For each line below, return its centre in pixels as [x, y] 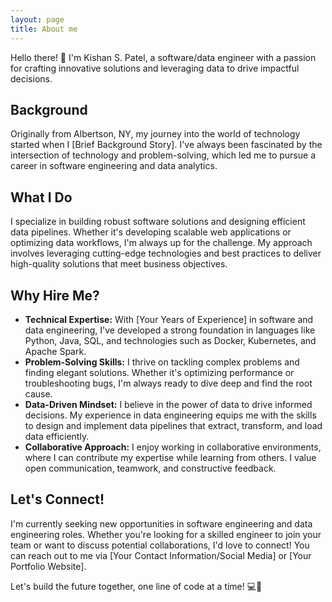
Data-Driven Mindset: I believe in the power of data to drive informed [168, 404]
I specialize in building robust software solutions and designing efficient [158, 222]
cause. [38, 393]
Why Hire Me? [55, 295]
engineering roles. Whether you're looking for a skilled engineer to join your [166, 534]
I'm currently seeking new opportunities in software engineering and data [161, 523]
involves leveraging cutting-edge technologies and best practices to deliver [166, 253]
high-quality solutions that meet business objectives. [119, 264]
